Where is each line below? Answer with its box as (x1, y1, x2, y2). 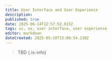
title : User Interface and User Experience (5, 7, 98, 13)
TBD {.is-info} (17, 49, 46, 55)
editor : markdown (5, 31, 42, 36)
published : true (5, 17, 39, 22)
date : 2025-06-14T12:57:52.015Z (5, 21, 73, 27)
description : (5, 12, 33, 17)
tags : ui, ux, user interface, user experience (5, 26, 107, 31)
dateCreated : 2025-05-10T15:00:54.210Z (5, 36, 89, 41)
